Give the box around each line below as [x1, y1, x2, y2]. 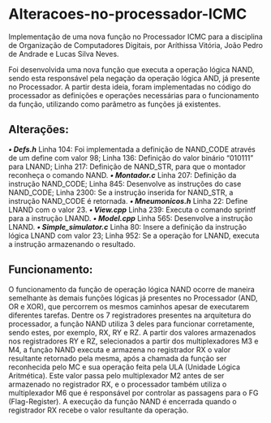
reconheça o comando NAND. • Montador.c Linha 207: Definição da [8, 170, 237, 179]
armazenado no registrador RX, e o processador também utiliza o [8, 379, 227, 389]
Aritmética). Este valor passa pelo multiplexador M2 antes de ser [8, 370, 225, 380]
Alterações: [8, 123, 69, 136]
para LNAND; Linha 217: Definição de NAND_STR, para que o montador [8, 162, 246, 171]
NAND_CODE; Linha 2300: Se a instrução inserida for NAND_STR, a [8, 188, 234, 197]
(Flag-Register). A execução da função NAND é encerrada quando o [8, 396, 237, 406]
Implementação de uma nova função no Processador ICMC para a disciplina [8, 32, 264, 41]
